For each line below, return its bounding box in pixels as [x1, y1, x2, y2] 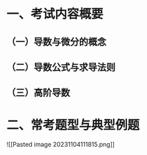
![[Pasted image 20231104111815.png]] [6, 141, 115, 149]
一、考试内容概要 [6, 6, 104, 22]
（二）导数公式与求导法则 [6, 61, 115, 73]
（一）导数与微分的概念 [6, 36, 106, 48]
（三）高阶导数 [6, 87, 70, 99]
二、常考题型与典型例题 [6, 117, 140, 133]
